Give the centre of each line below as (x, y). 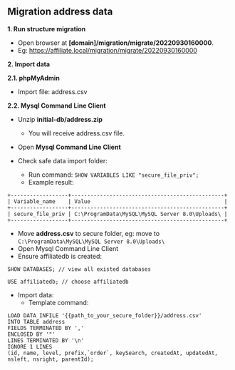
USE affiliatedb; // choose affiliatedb (68, 282)
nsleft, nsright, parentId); (51, 359)
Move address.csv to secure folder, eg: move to (89, 233)
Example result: (51, 182)
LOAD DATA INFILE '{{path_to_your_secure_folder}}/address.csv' (105, 315)
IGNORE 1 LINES (30, 346)
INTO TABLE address (36, 322)
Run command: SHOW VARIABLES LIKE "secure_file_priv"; (114, 175)
